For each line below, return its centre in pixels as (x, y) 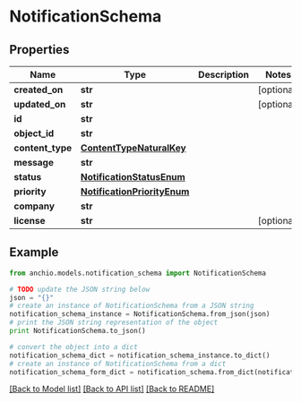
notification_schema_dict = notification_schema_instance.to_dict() (140, 355)
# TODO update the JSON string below (80, 289)
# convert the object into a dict (74, 346)
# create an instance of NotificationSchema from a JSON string (132, 306)
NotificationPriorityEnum (135, 192)
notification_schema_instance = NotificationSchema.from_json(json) (140, 314)
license (30, 221)
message (34, 163)
